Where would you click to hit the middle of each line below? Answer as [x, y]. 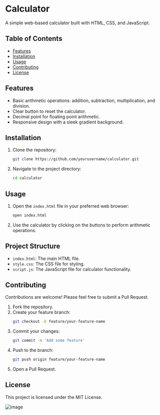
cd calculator [27, 178]
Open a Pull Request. [34, 369]
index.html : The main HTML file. [46, 258]
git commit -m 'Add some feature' [49, 341]
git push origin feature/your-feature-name [59, 359]
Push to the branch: [33, 350]
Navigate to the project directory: [47, 169]
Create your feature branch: [41, 312]
